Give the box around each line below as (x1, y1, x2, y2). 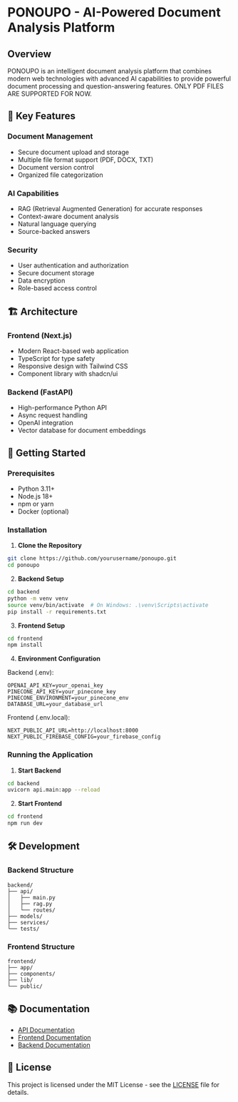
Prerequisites (7, 468, 55, 478)
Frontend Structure (7, 942, 76, 952)
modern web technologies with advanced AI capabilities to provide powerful (7, 74, 232, 83)
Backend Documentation (17, 1041, 90, 1049)
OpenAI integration (17, 419, 73, 427)
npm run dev (7, 820, 43, 827)
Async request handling (17, 411, 88, 419)
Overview (7, 48, 52, 60)
